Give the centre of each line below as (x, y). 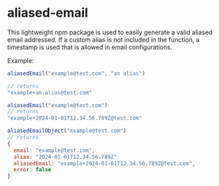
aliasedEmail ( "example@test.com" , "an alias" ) (76, 73)
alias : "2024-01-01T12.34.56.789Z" (65, 157)
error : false (33, 170)
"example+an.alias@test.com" (50, 92)
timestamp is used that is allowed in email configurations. (90, 47)
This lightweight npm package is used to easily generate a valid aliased (110, 32)
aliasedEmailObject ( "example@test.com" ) (67, 131)
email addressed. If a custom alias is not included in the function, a (104, 39)
